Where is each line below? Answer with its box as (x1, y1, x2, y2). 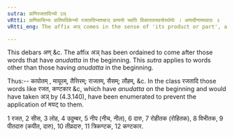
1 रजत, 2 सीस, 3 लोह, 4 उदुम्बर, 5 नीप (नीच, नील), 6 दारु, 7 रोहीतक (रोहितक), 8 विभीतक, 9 (7, 114, 224, 122)
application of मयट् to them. (7, 100, 84, 108)
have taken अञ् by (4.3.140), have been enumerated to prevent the (7, 92, 197, 101)
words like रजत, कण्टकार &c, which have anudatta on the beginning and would (7, 85, 227, 93)
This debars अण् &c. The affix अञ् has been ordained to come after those (7, 48, 213, 56)
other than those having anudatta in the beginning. (7, 63, 154, 72)
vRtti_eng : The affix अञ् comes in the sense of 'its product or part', (7, 23, 221, 30)
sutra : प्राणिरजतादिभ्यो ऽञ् (7, 10, 66, 17)
